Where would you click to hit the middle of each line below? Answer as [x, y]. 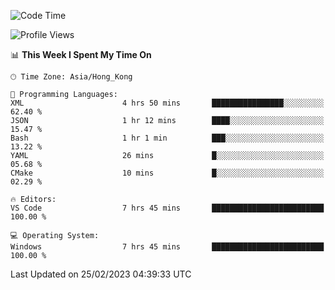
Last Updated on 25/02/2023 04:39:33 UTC [101, 274]
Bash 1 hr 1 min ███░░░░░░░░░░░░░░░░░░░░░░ [167, 138]
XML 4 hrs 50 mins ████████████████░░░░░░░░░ [167, 103]
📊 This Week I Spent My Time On [81, 54]
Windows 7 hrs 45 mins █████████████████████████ [167, 247]
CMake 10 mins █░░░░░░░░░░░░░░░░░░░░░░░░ [167, 173]
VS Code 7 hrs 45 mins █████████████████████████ [167, 208]
